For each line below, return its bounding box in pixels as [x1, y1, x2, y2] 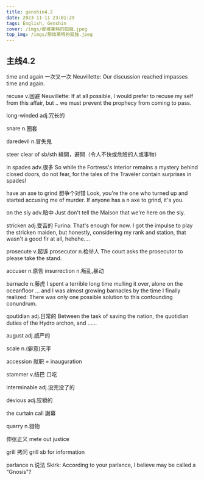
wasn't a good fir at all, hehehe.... [6, 235, 90, 242]
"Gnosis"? [6, 468, 32, 475]
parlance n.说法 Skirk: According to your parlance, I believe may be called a [6, 461, 196, 468]
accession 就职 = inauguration [6, 358, 82, 365]
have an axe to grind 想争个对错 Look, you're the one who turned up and [6, 189, 188, 197]
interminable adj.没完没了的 [6, 383, 75, 390]
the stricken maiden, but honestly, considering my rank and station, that [6, 228, 187, 236]
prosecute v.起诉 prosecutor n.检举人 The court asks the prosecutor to [6, 247, 183, 255]
